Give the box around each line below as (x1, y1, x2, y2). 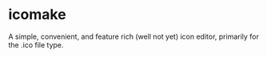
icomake (8, 6, 66, 24)
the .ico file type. (8, 40, 64, 49)
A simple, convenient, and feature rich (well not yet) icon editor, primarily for (8, 32, 260, 41)
